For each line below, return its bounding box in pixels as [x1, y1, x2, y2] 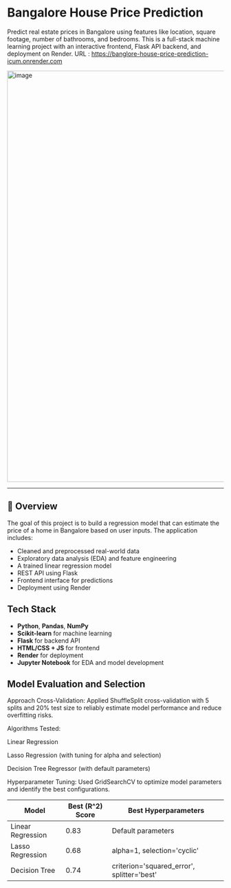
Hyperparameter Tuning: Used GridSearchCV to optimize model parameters [7, 778, 222, 786]
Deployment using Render [16, 584, 91, 592]
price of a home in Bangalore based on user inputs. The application [7, 526, 198, 535]
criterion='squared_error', [111, 861, 195, 871]
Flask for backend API [16, 636, 80, 645]
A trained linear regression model [16, 561, 112, 570]
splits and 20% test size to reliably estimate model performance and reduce [7, 704, 222, 712]
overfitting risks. [7, 711, 54, 719]
